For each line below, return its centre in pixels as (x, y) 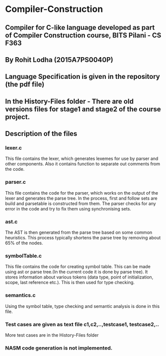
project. (18, 117)
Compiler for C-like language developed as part (80, 28)
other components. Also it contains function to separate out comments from (83, 164)
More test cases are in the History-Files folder (52, 335)
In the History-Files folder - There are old (69, 101)
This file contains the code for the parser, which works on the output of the (82, 193)
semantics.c (20, 295)
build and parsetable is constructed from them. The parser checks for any (81, 203)
